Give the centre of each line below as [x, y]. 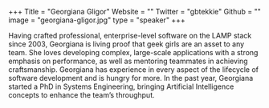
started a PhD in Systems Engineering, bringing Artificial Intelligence [121, 86]
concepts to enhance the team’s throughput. [82, 95]
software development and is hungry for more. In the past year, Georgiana [131, 78]
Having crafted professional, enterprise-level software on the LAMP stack [130, 36]
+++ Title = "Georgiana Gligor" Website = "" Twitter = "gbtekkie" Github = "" [134, 12]
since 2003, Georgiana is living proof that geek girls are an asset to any [126, 44]
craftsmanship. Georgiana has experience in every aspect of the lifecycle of [134, 70]
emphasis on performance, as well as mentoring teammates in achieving [128, 61]
